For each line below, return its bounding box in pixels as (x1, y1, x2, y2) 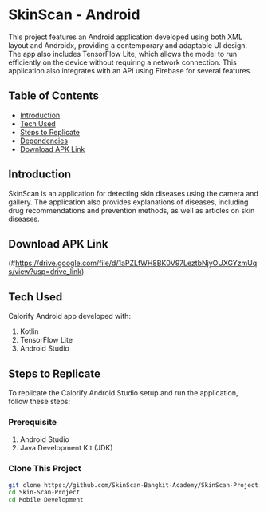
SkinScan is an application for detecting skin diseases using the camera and (8, 189, 259, 198)
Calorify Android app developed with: (8, 312, 132, 321)
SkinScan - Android (8, 6, 140, 24)
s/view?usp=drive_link (8, 267, 82, 276)
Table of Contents (8, 89, 100, 103)
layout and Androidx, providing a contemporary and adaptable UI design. (8, 40, 248, 50)
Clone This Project (8, 463, 81, 474)
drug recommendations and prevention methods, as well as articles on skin (8, 205, 255, 215)
